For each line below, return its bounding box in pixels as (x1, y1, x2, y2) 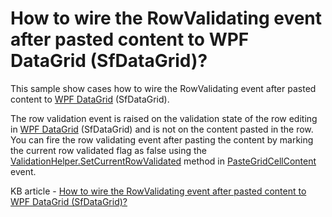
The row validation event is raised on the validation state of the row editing (10, 112, 318, 124)
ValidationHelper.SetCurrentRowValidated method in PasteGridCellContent (10, 155, 317, 167)
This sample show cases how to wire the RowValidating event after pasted (10, 82, 317, 94)
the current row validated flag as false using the (10, 144, 208, 156)
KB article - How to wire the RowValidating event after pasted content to (10, 185, 307, 197)
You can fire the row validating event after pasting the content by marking (10, 133, 314, 146)
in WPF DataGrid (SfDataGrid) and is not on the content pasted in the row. (10, 123, 314, 135)
